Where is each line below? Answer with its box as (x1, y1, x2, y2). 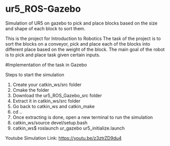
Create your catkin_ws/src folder (12, 81, 82, 88)
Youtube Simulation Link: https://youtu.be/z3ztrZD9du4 (5, 135, 122, 141)
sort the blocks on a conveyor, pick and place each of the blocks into (5, 40, 151, 47)
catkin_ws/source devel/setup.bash (12, 119, 88, 126)
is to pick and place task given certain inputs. (5, 52, 101, 58)
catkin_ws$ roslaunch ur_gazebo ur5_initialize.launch (12, 125, 125, 131)
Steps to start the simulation (5, 71, 65, 77)
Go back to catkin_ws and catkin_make (12, 103, 95, 109)
